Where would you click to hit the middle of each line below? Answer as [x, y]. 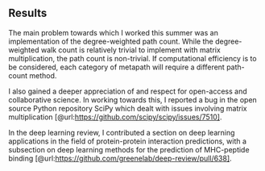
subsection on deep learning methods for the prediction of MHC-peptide [129, 149]
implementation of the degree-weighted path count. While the [111, 41]
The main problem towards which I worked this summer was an [114, 32]
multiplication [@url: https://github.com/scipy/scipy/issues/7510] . [116, 117]
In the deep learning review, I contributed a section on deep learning [122, 132]
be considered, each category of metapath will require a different [117, 67]
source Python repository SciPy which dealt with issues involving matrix [128, 108]
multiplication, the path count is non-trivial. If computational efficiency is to [132, 58]
